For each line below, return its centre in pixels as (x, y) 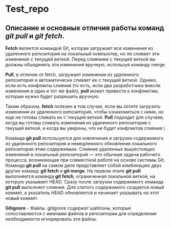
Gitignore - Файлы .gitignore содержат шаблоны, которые (68, 208)
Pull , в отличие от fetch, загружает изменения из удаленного (72, 74)
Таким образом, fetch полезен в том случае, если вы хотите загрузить (83, 106)
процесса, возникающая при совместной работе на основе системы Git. (85, 160)
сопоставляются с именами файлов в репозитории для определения (81, 213)
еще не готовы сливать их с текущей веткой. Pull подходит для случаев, (85, 117)
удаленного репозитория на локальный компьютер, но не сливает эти (82, 54)
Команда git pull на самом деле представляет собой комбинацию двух (84, 165)
